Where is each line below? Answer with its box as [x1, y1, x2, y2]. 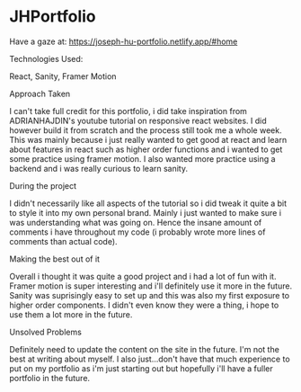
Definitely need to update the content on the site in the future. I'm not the [9, 343, 280, 354]
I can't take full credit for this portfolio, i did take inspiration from [9, 105, 247, 116]
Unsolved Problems [9, 326, 83, 337]
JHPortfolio [9, 6, 96, 27]
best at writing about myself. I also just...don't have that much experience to [9, 353, 290, 364]
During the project [9, 180, 77, 191]
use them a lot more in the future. [9, 308, 133, 320]
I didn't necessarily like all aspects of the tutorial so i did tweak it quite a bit [9, 198, 288, 209]
